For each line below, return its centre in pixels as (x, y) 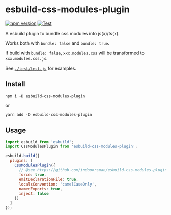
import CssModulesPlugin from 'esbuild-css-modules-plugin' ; (72, 147)
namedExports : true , (40, 189)
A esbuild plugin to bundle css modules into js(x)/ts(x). (62, 33)
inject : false (34, 194)
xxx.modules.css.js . (26, 58)
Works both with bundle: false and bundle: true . (58, 43)
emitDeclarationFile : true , (49, 179)
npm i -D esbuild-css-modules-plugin (45, 96)
